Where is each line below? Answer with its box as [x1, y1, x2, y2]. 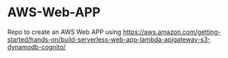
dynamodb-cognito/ [7, 42, 66, 51]
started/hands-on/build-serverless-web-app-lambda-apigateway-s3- [7, 35, 211, 43]
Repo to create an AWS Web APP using [7, 28, 122, 36]
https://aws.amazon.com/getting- [122, 28, 221, 36]
